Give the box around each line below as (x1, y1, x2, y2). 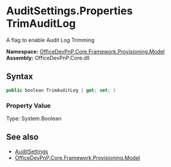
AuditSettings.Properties (6, 4, 133, 18)
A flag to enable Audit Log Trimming (6, 36, 95, 43)
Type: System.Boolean (6, 115, 61, 122)
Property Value (6, 101, 51, 109)
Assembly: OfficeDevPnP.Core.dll (6, 54, 90, 61)
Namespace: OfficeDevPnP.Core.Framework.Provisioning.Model (6, 48, 165, 55)
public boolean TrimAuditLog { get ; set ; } (6, 87, 116, 93)
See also (6, 132, 39, 142)
